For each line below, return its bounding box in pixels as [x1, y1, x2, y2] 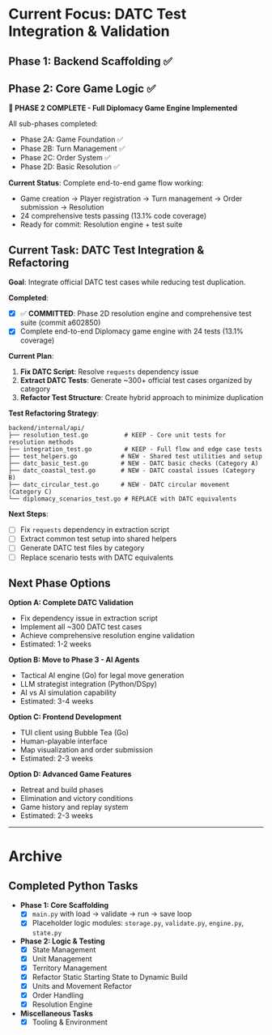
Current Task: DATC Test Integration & [8, 243, 205, 257]
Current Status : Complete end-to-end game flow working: [8, 178, 204, 188]
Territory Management [32, 963, 108, 973]
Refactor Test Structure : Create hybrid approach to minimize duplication [19, 393, 264, 402]
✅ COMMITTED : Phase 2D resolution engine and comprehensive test [19, 309, 253, 318]
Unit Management [32, 953, 92, 964]
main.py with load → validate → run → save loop [32, 909, 193, 919]
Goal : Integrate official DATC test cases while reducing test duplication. [8, 277, 246, 287]
